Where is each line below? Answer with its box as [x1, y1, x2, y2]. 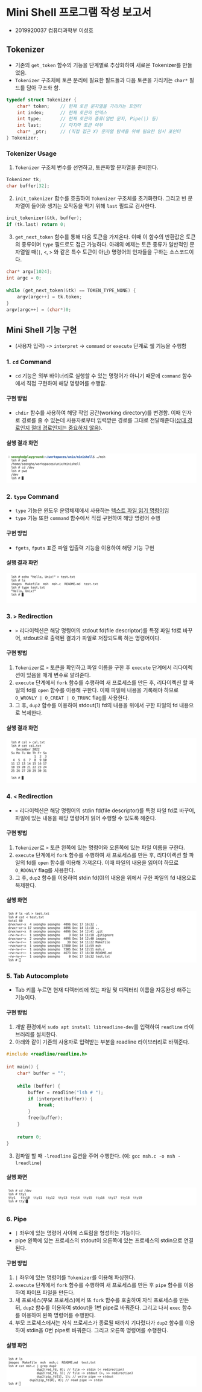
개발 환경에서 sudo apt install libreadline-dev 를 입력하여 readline [14, 1023, 183, 1030]
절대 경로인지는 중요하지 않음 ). [31, 424, 103, 432]
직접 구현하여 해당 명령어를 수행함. [26, 379, 107, 386]
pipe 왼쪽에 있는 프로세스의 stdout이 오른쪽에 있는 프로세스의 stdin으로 [14, 1237, 183, 1244]
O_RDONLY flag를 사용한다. [14, 866, 75, 873]
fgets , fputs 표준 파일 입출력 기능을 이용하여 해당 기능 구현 [14, 544, 155, 551]
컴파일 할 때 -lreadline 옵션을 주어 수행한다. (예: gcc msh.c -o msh [14, 1152, 175, 1159]
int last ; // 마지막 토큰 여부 [17, 122, 103, 129]
